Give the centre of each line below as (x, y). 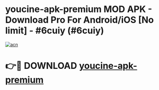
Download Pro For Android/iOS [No (79, 20)
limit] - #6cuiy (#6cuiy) (55, 31)
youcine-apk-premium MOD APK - (79, 9)
